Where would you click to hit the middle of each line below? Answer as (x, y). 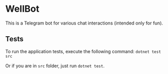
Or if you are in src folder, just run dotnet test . (55, 66)
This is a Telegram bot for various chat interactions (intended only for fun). (84, 23)
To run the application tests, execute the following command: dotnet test (83, 51)
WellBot (22, 9)
